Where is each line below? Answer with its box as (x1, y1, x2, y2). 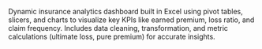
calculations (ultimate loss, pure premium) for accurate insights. (8, 32, 215, 41)
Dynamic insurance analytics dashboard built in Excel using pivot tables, (8, 7, 243, 16)
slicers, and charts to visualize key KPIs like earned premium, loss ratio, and (8, 15, 255, 24)
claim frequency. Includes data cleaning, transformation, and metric (8, 24, 229, 32)
